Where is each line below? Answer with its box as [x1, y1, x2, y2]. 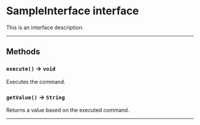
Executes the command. [6, 78, 65, 85]
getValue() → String [6, 93, 65, 101]
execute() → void [6, 64, 56, 73]
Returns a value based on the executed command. [6, 106, 130, 114]
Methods [6, 46, 40, 57]
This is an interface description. [6, 24, 84, 31]
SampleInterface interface [6, 4, 139, 18]
